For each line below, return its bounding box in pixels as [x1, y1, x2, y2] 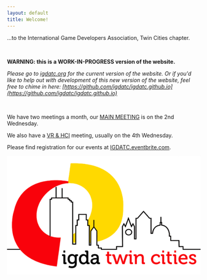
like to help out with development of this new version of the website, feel [7, 76, 190, 84]
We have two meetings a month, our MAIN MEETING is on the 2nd [7, 113, 174, 120]
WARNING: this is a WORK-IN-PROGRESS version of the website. [7, 58, 176, 65]
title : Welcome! [7, 16, 49, 23]
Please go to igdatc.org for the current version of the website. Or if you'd [7, 69, 192, 77]
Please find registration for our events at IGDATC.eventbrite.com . [7, 143, 171, 150]
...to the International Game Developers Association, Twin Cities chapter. [7, 34, 190, 41]
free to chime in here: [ [7, 83, 65, 90]
